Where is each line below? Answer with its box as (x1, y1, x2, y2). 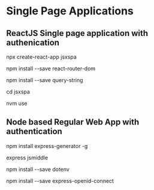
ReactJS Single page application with (6, 28, 149, 38)
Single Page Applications (6, 4, 134, 18)
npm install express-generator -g (6, 142, 88, 149)
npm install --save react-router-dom (6, 65, 96, 72)
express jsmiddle (6, 154, 49, 161)
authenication (6, 37, 60, 47)
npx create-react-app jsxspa (6, 53, 77, 61)
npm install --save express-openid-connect (6, 177, 114, 184)
